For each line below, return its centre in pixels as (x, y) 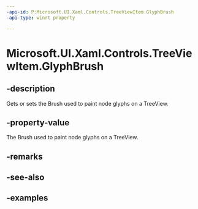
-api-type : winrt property (41, 18)
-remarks (25, 156)
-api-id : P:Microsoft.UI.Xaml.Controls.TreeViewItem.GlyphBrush (90, 12)
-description (31, 89)
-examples (27, 198)
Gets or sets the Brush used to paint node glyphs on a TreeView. (87, 103)
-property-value (38, 123)
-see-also (25, 178)
